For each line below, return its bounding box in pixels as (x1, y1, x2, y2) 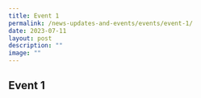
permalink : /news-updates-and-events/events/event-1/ (8, 19, 194, 27)
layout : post (8, 34, 52, 43)
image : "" (8, 49, 42, 57)
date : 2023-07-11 (8, 27, 67, 35)
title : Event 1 (8, 11, 60, 20)
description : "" (8, 42, 63, 50)
